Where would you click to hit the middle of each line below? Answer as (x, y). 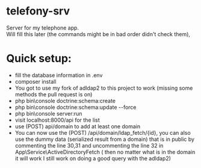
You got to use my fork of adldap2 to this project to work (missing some (104, 88)
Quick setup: (39, 59)
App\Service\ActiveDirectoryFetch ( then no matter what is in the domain (105, 152)
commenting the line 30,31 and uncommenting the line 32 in (89, 145)
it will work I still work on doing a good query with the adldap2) (93, 158)
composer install (36, 81)
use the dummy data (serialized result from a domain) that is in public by (104, 139)
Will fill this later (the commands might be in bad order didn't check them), (98, 34)
